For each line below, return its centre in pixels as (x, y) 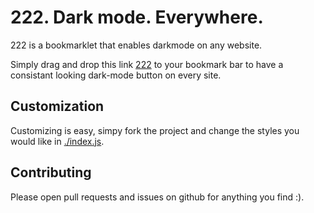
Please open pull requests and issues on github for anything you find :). (157, 197)
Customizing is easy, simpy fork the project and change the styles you (155, 130)
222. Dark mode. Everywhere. (137, 17)
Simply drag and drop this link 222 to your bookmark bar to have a (147, 64)
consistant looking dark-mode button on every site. (116, 75)
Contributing (51, 172)
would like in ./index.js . (57, 141)
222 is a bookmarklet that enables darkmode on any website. (136, 45)
